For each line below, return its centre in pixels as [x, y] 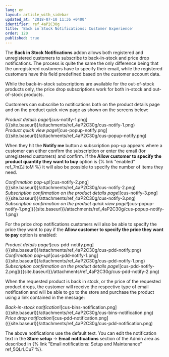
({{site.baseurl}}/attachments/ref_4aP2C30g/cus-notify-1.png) [70, 125]
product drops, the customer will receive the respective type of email [77, 287]
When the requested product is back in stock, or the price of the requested [83, 281]
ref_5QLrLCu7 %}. [24, 349]
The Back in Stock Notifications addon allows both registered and [74, 52]
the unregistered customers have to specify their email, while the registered [84, 68]
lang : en [14, 10]
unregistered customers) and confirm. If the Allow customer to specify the [83, 156]
